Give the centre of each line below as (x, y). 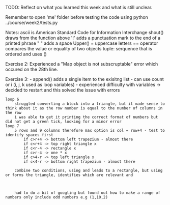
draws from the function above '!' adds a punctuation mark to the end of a (83, 38)
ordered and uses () (26, 54)
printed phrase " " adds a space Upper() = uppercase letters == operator (82, 43)
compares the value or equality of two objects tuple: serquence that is (79, 49)
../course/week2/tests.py (32, 23)
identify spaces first (29, 135)
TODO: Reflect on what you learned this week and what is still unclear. (79, 7)
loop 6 (12, 99)
